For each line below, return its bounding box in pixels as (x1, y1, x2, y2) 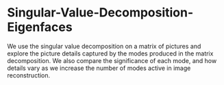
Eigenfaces (7, 19, 73, 35)
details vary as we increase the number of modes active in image (7, 64, 191, 72)
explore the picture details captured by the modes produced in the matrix (7, 49, 214, 58)
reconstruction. (7, 71, 51, 80)
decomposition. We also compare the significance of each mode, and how (7, 56, 217, 64)
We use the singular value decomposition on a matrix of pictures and (7, 42, 201, 50)
